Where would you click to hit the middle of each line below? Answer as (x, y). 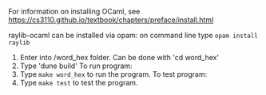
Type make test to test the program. (79, 83)
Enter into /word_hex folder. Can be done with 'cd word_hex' (119, 57)
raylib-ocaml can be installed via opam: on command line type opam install (133, 35)
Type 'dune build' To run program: (76, 66)
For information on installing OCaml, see (74, 11)
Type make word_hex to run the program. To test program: (113, 74)
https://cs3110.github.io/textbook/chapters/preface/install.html (111, 20)
